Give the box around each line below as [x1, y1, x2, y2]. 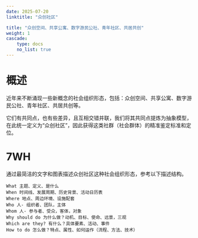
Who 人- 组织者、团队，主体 [6, 201, 66, 208]
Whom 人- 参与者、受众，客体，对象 [6, 208, 82, 214]
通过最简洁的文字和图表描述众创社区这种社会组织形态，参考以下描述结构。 [6, 170, 187, 177]
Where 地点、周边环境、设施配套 [6, 196, 75, 201]
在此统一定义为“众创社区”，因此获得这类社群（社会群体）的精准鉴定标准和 [6, 121, 187, 128]
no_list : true [16, 47, 51, 53]
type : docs [16, 41, 44, 47]
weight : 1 [6, 30, 31, 36]
